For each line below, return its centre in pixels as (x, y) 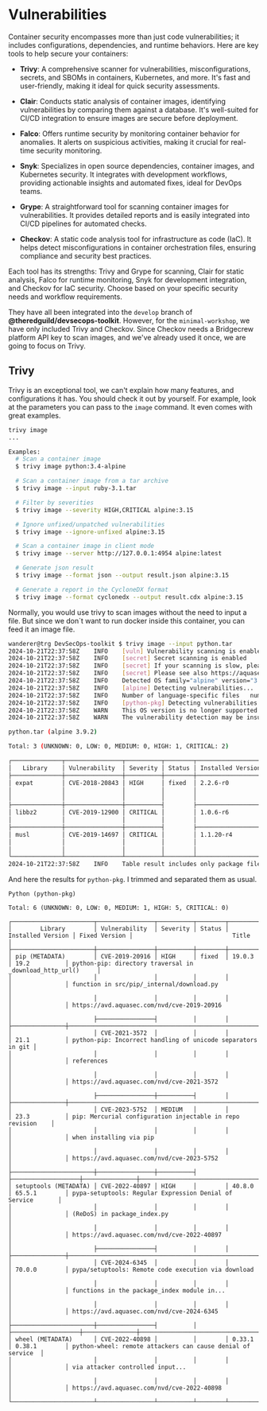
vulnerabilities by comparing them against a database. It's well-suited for (139, 110)
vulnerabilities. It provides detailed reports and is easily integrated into (135, 215)
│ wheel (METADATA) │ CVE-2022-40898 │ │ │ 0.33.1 (131, 1339)
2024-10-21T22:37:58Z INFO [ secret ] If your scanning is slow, (126, 666)
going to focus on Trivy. (47, 346)
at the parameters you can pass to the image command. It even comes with (130, 406)
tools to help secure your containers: (68, 53)
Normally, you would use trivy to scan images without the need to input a (128, 612)
